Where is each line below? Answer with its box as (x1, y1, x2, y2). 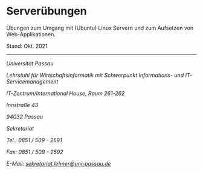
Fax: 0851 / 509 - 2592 (6, 148, 63, 155)
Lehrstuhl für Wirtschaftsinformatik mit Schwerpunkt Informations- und (6, 71, 184, 79)
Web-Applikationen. (6, 30, 56, 38)
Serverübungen (6, 4, 87, 18)
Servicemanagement (6, 77, 59, 85)
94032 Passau (6, 113, 43, 120)
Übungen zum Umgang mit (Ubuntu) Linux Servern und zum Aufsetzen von (6, 24, 194, 31)
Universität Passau (6, 59, 54, 67)
